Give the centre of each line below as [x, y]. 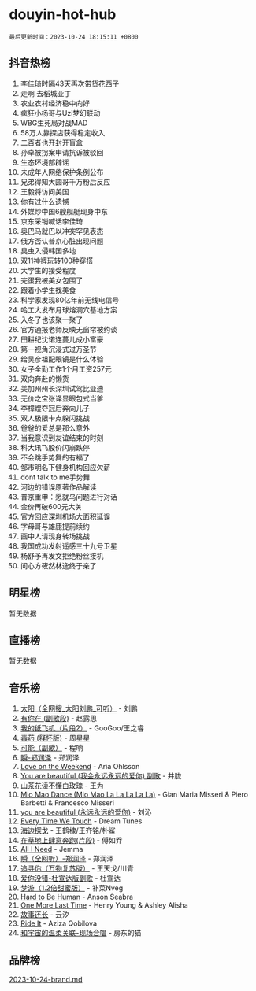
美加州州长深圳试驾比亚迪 [62, 388]
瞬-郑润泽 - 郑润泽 [50, 758]
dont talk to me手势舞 [55, 477]
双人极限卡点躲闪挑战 [55, 418]
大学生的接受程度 [48, 270]
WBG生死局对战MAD [54, 123]
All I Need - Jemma [52, 849]
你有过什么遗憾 [45, 202]
